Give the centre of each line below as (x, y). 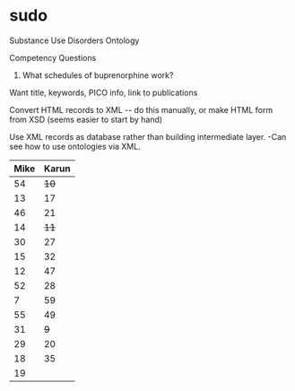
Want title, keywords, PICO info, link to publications (104, 92)
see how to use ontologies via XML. (75, 146)
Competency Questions (53, 57)
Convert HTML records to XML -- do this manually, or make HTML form (141, 109)
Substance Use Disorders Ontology (74, 40)
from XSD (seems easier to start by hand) (86, 119)
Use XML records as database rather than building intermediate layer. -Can (148, 136)
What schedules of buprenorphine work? (98, 75)
